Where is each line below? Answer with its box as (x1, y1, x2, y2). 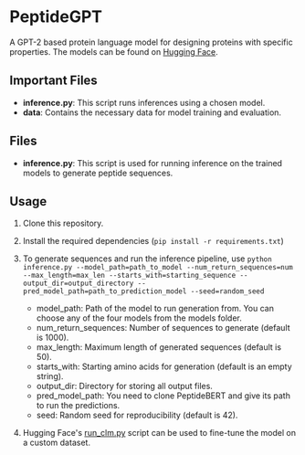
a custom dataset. (22, 437, 91, 449)
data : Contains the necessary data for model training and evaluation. (22, 107, 281, 118)
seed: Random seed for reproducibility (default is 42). (36, 409, 238, 421)
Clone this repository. (22, 217, 104, 229)
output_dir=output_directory (22, 279, 134, 289)
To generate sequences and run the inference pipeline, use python (22, 253, 272, 264)
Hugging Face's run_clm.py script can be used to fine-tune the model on (22, 428, 297, 439)
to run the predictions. (36, 400, 121, 411)
